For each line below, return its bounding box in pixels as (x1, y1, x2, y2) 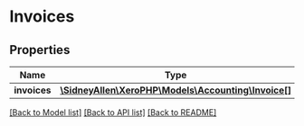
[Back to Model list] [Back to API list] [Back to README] (9, 107, 217, 118)
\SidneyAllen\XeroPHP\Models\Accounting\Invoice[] (60, 84, 292, 96)
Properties (9, 42, 71, 58)
